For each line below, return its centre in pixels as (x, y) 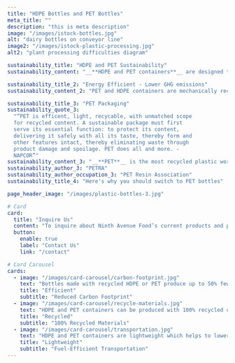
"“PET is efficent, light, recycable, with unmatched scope (103, 117)
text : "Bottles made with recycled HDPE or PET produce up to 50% (119, 284)
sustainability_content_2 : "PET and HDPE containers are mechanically (112, 91)
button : (25, 232)
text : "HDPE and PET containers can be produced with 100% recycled (122, 310)
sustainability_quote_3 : (43, 110)
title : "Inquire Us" (43, 220)
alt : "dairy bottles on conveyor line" (65, 40)
